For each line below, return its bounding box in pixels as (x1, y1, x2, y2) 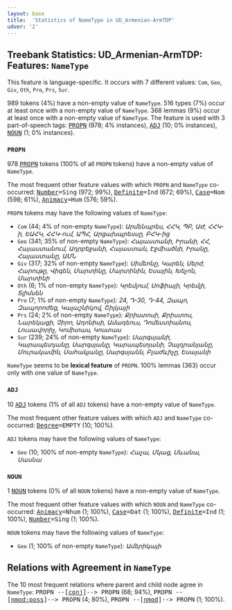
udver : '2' (7, 23, 39, 30)
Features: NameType (7, 60, 89, 72)
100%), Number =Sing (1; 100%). (7, 515, 100, 523)
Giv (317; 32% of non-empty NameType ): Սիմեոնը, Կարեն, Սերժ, (17, 259, 205, 267)
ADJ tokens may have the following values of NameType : (7, 434, 161, 443)
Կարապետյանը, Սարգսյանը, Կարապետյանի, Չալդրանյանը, (17, 340, 214, 349)
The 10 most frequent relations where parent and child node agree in (7, 580, 203, 588)
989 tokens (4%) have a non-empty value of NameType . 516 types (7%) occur (7, 99, 225, 108)
